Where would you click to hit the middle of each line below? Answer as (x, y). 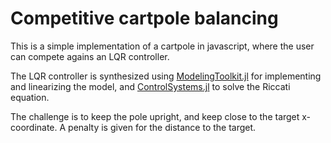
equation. (30, 97)
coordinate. (34, 127)
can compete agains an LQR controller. (90, 56)
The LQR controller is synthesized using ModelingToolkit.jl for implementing (166, 76)
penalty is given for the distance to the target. (162, 127)
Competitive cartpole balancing (144, 18)
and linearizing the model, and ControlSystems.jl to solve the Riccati (150, 86)
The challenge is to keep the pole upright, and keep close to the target (155, 116)
